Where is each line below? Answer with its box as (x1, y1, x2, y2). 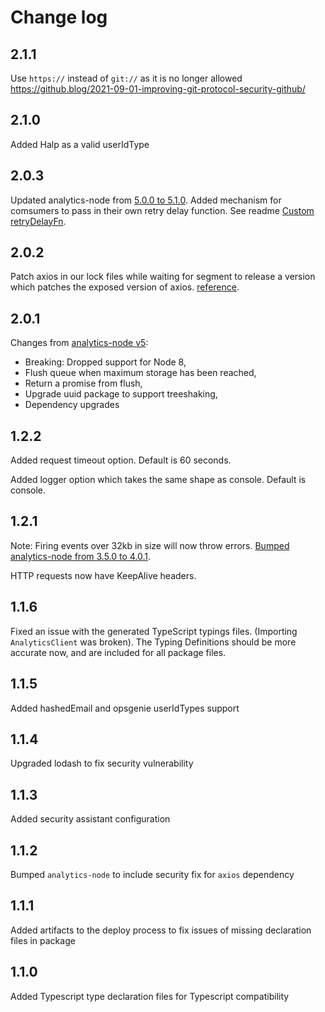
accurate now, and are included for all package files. (10, 646, 227, 658)
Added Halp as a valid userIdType (10, 138, 150, 150)
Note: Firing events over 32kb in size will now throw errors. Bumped (10, 539, 290, 551)
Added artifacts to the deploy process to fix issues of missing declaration (10, 924, 312, 936)
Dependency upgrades (24, 399, 120, 411)
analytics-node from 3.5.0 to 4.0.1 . (10, 550, 152, 562)
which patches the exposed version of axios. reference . (10, 281, 240, 293)
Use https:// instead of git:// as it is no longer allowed (10, 72, 243, 84)
